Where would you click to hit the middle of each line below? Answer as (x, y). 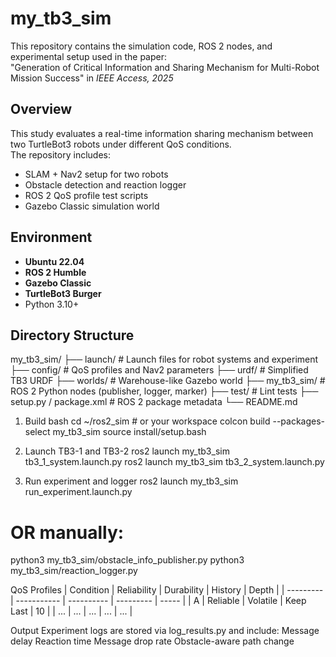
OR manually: (67, 532)
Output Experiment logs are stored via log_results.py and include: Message (165, 631)
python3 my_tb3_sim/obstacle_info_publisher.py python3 (127, 560)
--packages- (299, 421)
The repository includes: (60, 154)
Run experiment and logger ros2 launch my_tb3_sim (131, 481)
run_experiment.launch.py (78, 492)
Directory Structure (72, 335)
